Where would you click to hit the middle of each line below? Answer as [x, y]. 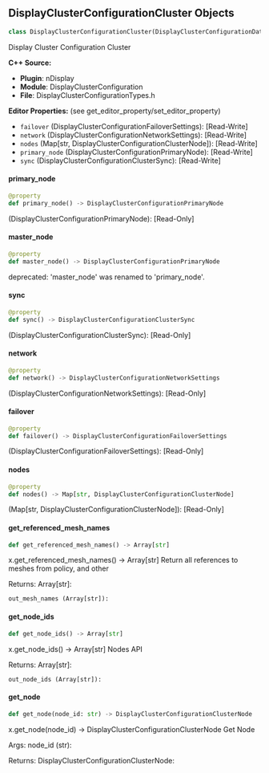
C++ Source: [30, 63]
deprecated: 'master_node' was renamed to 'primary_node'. [107, 277]
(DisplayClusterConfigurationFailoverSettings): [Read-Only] [106, 451]
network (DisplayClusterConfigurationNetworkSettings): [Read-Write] [133, 135]
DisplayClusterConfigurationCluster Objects [121, 13]
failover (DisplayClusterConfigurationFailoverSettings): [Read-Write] [134, 126]
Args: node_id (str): [40, 745]
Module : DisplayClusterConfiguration [81, 87]
